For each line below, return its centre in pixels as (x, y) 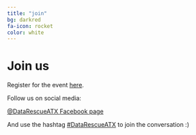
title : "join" (27, 13)
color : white (26, 32)
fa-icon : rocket (30, 26)
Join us (28, 66)
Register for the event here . (45, 85)
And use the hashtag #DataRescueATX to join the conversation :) (98, 125)
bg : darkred (24, 20)
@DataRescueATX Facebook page (55, 111)
